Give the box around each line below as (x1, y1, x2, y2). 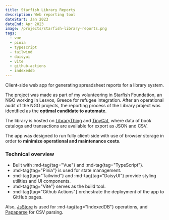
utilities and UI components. (12, 178, 71, 184)
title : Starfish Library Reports (5, 7, 76, 13)
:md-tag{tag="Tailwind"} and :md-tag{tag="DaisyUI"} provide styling (12, 173, 156, 179)
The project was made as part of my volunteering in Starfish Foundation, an (5, 92, 162, 98)
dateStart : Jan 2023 (5, 17, 49, 22)
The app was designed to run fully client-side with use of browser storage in (5, 133, 164, 138)
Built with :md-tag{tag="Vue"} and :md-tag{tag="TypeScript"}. (12, 162, 144, 168)
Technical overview (5, 151, 54, 158)
